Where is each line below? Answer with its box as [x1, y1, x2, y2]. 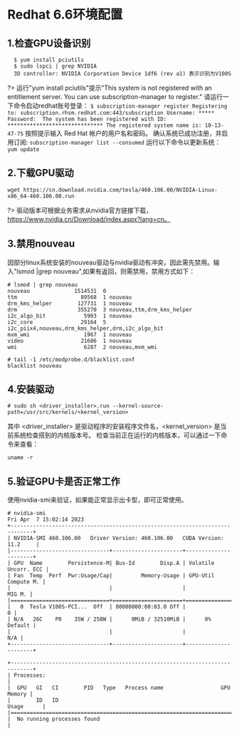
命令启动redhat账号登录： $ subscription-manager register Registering [13, 101, 228, 110]
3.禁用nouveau [7, 238, 75, 250]
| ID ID [7, 697, 59, 704]
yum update [7, 146, 40, 153]
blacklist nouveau [7, 362, 62, 369]
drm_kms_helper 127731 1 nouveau [7, 300, 132, 307]
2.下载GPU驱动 [7, 167, 74, 179]
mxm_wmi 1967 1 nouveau [7, 331, 132, 338]
